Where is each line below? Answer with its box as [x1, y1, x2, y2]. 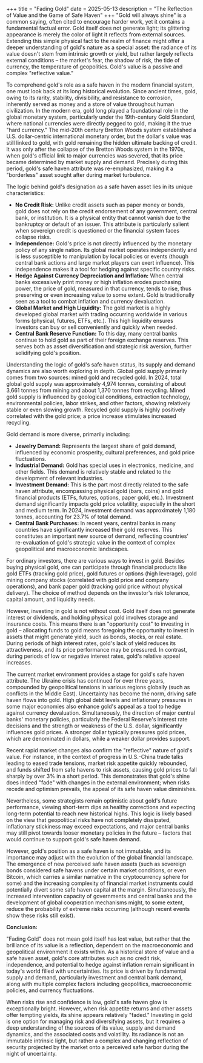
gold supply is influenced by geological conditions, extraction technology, [6, 393, 191, 400]
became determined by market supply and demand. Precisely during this [6, 159, 188, 165]
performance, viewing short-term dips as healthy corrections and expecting [6, 804, 196, 810]
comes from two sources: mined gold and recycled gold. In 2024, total [6, 374, 182, 381]
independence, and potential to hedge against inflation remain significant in [6, 961, 195, 968]
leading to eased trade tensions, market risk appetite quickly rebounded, [6, 760, 188, 767]
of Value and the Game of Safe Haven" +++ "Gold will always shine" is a [6, 12, 187, 19]
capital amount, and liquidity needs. [6, 596, 96, 603]
